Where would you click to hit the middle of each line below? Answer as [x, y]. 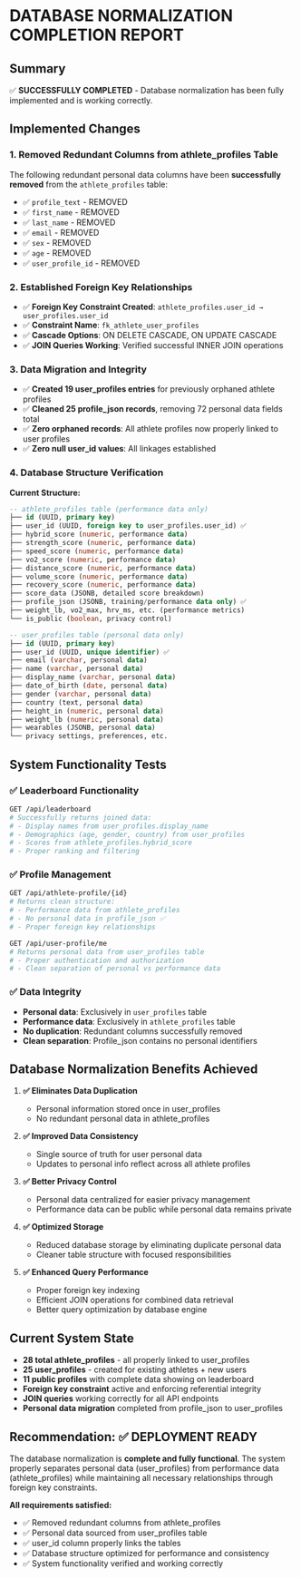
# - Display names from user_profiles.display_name [109, 826]
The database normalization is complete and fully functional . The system [147, 1459]
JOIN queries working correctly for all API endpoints [121, 1398]
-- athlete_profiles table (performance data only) [109, 509]
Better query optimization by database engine [121, 1310]
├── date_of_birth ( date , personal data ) [89, 686]
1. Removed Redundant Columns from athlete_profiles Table [144, 155]
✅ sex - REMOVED [57, 242]
